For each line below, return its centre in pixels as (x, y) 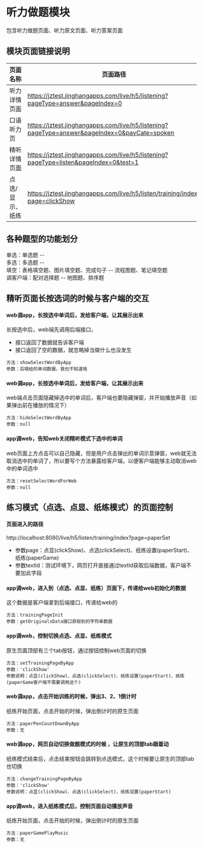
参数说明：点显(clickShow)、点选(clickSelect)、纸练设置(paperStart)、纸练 (95, 676)
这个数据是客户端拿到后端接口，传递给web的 (62, 603)
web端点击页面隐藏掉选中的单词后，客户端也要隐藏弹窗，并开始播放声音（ (99, 398)
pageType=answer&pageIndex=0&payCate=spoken (101, 133)
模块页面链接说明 (38, 51)
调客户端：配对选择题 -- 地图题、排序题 (55, 277)
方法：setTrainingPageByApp (40, 663)
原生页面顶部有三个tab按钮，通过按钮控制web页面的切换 (76, 650)
